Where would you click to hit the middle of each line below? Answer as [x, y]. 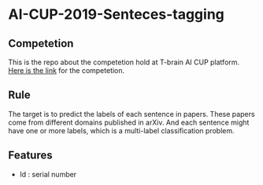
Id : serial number [48, 174]
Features [30, 156]
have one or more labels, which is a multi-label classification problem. [121, 130]
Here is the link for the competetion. [67, 71]
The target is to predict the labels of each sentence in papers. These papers [131, 114]
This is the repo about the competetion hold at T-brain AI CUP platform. [124, 62]
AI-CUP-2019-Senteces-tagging [116, 15]
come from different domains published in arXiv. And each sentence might [129, 122]
